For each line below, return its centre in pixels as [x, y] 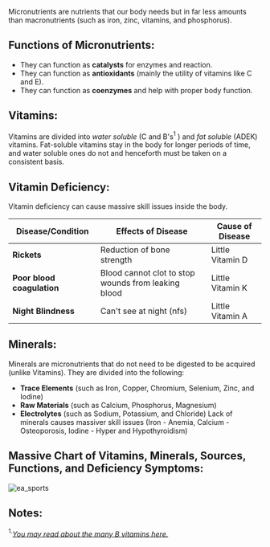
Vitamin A [229, 316]
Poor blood [34, 278]
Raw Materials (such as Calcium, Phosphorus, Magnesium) [118, 405]
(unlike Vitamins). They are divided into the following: [96, 372]
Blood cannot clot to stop [147, 273]
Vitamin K [229, 288]
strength [116, 260]
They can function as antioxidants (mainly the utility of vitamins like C [136, 73]
